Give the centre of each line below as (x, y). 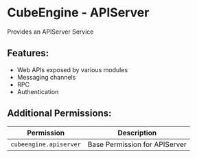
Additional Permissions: (59, 114)
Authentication (38, 91)
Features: (28, 53)
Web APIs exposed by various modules (72, 69)
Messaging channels (46, 77)
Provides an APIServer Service (50, 32)
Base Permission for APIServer (137, 144)
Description (137, 133)
